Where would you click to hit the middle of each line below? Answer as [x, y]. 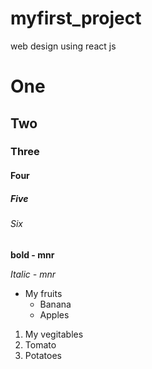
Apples [54, 314]
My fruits [43, 293]
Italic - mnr [33, 274]
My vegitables [54, 334]
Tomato [40, 344]
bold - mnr [32, 254]
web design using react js [63, 46]
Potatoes [43, 355]
